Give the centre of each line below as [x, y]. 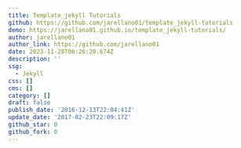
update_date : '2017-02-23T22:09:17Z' [70, 117]
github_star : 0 [33, 125]
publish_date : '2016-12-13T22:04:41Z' [71, 110]
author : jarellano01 [42, 37]
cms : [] [21, 88]
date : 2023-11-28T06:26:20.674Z [61, 52]
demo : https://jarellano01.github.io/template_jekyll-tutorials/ [117, 30]
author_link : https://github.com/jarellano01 [84, 45]
